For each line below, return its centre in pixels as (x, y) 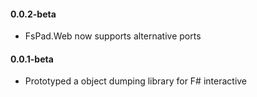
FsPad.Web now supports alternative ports (113, 36)
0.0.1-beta (32, 59)
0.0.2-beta (33, 14)
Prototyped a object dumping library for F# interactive (136, 81)
